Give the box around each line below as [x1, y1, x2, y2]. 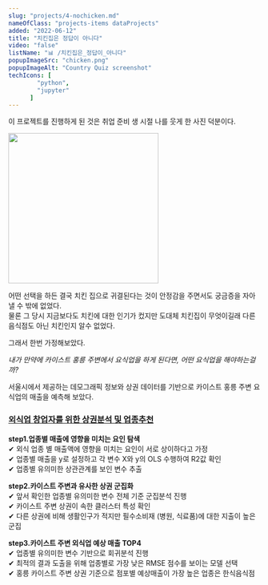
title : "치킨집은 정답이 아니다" [8, 34, 103, 42]
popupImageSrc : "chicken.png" [8, 57, 110, 65]
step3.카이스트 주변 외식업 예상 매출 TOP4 [8, 538, 142, 547]
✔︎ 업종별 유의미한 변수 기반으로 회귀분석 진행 [8, 548, 150, 558]
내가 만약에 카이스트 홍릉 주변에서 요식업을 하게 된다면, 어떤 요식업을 [8, 355, 222, 365]
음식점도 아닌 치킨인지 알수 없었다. [8, 321, 115, 331]
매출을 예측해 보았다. [29, 392, 94, 401]
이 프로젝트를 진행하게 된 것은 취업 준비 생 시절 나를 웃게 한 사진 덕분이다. [8, 117, 236, 127]
